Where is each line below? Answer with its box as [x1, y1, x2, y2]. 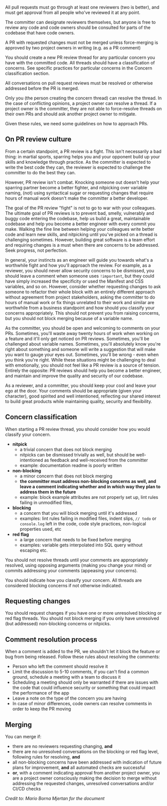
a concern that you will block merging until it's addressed [19, 510, 138, 516]
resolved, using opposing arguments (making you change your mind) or [5, 562, 152, 568]
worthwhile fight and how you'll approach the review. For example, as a [5, 262, 151, 268]
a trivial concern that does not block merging [19, 446, 112, 452]
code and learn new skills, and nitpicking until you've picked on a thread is [5, 231, 158, 237]
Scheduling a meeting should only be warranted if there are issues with [12, 679, 159, 686]
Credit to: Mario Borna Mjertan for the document [5, 796, 105, 802]
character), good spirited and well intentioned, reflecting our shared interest [5, 393, 161, 399]
